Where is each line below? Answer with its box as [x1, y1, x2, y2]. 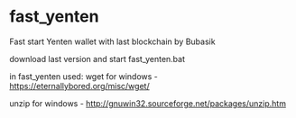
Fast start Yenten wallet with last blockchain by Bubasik [9, 36, 216, 47]
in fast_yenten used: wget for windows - [9, 70, 158, 82]
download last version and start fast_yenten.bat [9, 53, 186, 64]
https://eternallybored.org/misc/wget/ [9, 80, 151, 91]
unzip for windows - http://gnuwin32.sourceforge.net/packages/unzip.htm [9, 97, 287, 109]
